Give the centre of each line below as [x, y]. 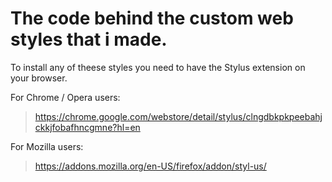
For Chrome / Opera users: [65, 97]
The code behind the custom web [152, 18]
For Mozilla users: [47, 146]
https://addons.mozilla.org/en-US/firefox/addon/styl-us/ [150, 166]
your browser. [39, 78]
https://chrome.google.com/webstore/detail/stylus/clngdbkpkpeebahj [178, 116]
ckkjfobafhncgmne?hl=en [87, 127]
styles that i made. [89, 39]
